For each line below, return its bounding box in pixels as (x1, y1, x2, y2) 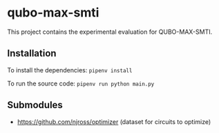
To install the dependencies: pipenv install (7, 65, 133, 74)
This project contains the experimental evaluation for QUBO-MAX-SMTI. (7, 28, 213, 36)
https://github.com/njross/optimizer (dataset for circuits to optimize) (17, 117, 211, 125)
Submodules (7, 99, 64, 111)
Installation (7, 48, 57, 59)
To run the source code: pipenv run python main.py (7, 79, 155, 88)
